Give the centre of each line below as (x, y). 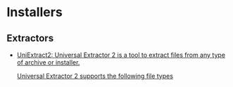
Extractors (30, 38)
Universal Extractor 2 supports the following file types (95, 76)
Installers (34, 12)
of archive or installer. (48, 62)
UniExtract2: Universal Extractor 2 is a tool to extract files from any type (121, 55)
